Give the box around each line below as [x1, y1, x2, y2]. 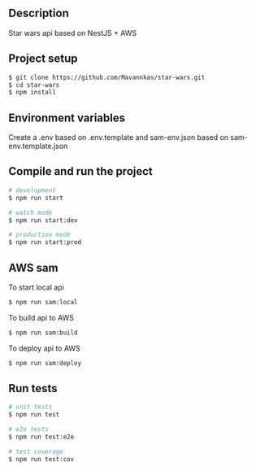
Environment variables [8, 111, 126, 124]
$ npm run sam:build [8, 329, 79, 337]
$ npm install [8, 89, 57, 97]
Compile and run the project [8, 164, 153, 178]
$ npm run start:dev [8, 216, 79, 225]
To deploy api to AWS [8, 343, 81, 353]
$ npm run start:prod [8, 238, 82, 246]
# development [8, 186, 57, 194]
